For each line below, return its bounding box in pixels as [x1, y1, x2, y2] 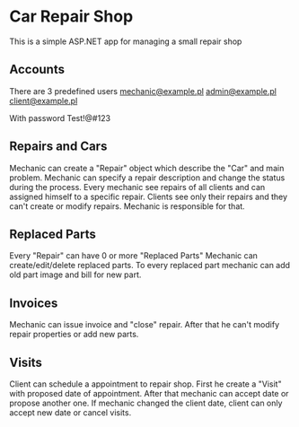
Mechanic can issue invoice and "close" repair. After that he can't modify [9, 319, 280, 330]
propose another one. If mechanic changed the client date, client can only [9, 397, 283, 408]
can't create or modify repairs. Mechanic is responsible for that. [9, 200, 245, 212]
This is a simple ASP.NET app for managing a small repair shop [9, 36, 242, 47]
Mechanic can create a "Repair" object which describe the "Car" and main [9, 162, 285, 173]
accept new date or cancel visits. [9, 407, 132, 418]
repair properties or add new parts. [9, 329, 139, 340]
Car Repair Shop [9, 6, 134, 27]
